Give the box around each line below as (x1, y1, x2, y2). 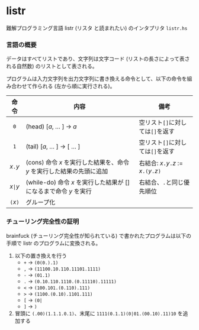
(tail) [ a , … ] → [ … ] (25, 143, 81, 151)
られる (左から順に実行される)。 (37, 83, 115, 90)
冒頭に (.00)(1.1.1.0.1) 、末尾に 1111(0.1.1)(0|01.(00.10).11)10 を (14, 309, 183, 317)
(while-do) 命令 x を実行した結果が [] (25, 179, 130, 187)
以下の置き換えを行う (14, 252, 67, 259)
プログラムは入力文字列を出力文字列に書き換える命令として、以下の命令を (6, 75, 188, 82)
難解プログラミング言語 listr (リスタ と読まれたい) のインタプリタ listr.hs (6, 24, 188, 31)
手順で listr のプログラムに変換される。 (6, 240, 101, 247)
